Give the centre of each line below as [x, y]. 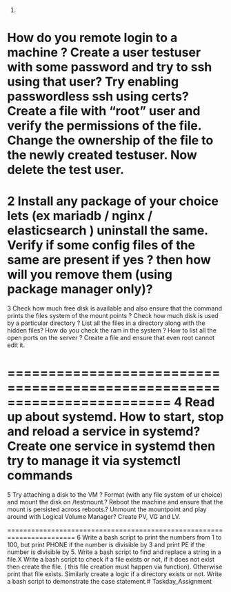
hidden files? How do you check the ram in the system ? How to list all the [112, 330]
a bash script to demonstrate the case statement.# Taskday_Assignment [110, 582]
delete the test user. [66, 170]
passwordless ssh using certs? [98, 97]
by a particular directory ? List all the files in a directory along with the [106, 323]
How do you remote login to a [92, 38]
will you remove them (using [90, 275]
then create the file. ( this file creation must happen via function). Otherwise [115, 567]
